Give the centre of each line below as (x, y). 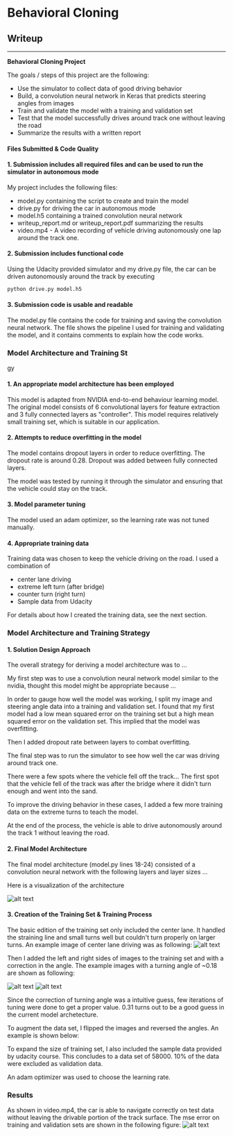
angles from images (45, 103)
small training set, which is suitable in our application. (84, 421)
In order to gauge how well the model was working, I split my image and (110, 699)
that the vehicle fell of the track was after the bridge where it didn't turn (109, 784)
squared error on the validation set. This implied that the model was (104, 721)
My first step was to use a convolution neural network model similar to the (113, 678)
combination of (29, 566)
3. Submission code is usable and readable (70, 305)
